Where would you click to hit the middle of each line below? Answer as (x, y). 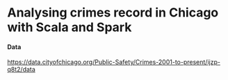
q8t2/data (22, 70)
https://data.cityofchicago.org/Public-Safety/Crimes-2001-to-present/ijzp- (114, 62)
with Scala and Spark (70, 27)
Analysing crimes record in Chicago (113, 13)
